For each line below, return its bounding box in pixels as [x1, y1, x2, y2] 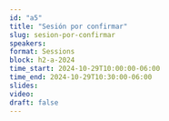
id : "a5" [9, 13, 43, 23]
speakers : [9, 38, 47, 48]
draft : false [9, 97, 59, 107]
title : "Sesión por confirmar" [9, 22, 128, 31]
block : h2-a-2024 [9, 55, 75, 65]
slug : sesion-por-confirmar [9, 30, 116, 39]
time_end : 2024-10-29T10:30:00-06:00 [9, 73, 153, 82]
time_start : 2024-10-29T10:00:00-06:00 [9, 65, 161, 74]
